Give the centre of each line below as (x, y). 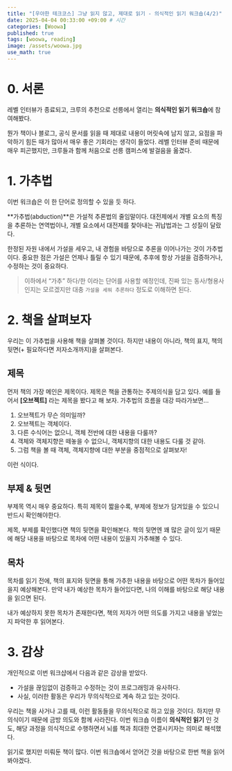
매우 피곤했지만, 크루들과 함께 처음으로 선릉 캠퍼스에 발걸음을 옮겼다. (99, 150)
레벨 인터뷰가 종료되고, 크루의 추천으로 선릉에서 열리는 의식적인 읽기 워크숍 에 (110, 109)
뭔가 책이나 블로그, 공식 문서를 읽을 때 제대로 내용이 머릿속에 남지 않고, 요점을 (111, 133)
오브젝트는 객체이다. (44, 423)
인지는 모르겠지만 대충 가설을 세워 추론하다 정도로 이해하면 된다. (108, 289)
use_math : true (29, 53)
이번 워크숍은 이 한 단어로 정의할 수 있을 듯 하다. (72, 202)
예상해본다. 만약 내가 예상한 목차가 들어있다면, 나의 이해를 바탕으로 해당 (116, 590)
